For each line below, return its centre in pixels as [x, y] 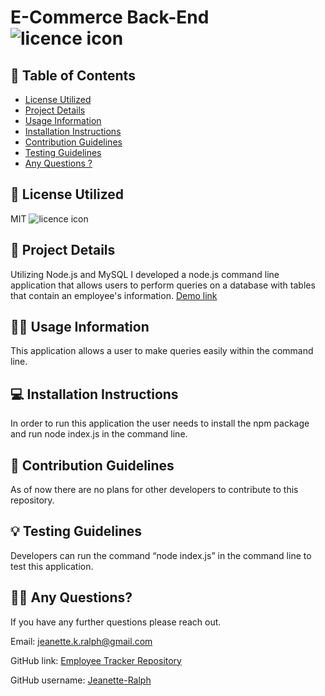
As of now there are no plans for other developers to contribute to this [154, 490]
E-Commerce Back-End [110, 17]
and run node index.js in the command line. [99, 434]
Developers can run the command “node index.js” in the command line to [161, 555]
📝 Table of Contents [73, 75]
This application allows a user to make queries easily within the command [162, 351]
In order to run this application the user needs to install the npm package [160, 423]
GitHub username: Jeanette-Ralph [81, 680]
